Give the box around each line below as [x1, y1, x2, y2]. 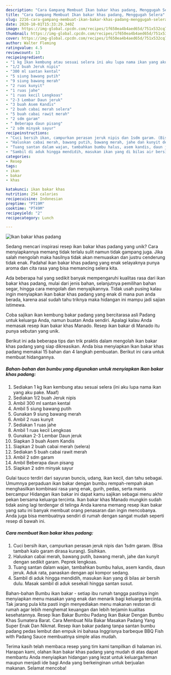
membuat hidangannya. [6, 354, 55, 360]
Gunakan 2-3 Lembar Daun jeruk [13, 433, 82, 439]
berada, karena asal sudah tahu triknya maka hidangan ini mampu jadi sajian [6, 297, 165, 303]
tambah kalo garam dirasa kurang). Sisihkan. [13, 548, 107, 554]
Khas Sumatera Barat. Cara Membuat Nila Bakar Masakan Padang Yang [6, 618, 155, 624]
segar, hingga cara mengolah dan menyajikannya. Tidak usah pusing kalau [6, 286, 162, 292]
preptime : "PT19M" [6, 201, 45, 206]
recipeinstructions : [6, 130, 50, 135]
